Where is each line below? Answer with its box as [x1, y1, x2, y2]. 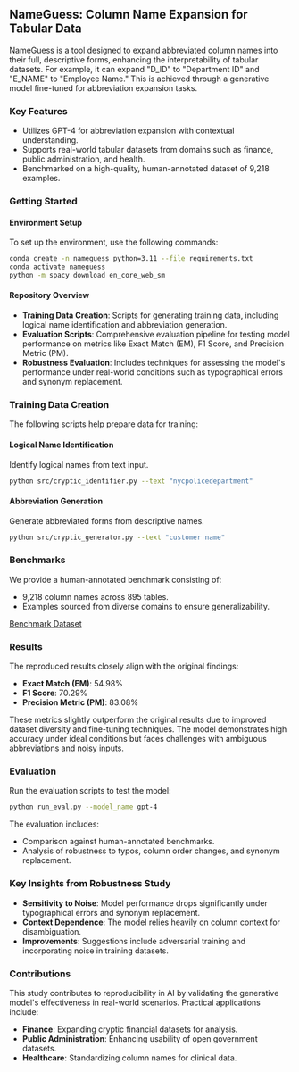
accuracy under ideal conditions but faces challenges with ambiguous [9, 734, 268, 744]
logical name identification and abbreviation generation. [21, 320, 228, 330]
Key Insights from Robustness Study [9, 877, 171, 890]
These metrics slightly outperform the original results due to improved [9, 714, 267, 726]
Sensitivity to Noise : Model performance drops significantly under [21, 897, 268, 909]
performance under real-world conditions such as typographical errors [21, 367, 284, 378]
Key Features [9, 104, 69, 117]
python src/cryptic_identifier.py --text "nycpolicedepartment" [9, 477, 253, 486]
